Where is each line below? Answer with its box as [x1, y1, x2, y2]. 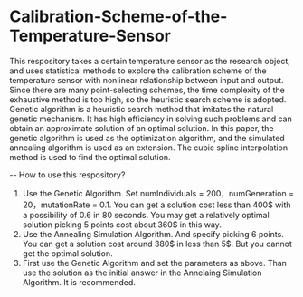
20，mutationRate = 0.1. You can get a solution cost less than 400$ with [22, 199, 291, 210]
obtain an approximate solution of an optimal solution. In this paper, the [9, 122, 274, 133]
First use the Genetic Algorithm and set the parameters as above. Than [22, 257, 288, 268]
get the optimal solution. [22, 247, 113, 259]
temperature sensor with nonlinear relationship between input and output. [9, 74, 284, 85]
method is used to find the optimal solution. [9, 151, 171, 162]
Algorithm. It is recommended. [22, 276, 136, 287]
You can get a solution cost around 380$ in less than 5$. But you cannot [22, 238, 292, 249]
